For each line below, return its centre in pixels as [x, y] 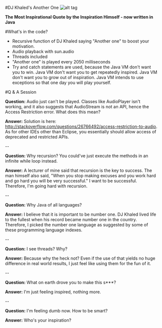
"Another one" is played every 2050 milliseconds [61, 62]
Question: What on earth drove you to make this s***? [61, 282]
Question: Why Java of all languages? [43, 205]
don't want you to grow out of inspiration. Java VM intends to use [78, 77]
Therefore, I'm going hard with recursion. [46, 186]
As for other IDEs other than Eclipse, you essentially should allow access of [81, 132]
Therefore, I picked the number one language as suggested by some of [77, 225]
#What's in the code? [26, 31]
